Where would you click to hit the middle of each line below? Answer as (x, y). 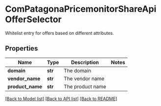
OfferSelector (34, 19)
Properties (22, 48)
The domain (77, 71)
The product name (85, 86)
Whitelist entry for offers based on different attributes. (59, 33)
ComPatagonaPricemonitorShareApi (81, 9)
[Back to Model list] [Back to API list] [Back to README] (61, 99)
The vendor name (84, 79)
